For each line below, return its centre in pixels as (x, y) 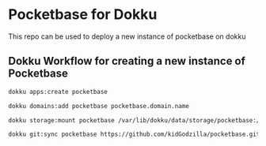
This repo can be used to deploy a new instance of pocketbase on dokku (127, 36)
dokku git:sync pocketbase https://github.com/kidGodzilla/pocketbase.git (134, 135)
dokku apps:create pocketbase (58, 92)
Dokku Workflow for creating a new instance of (127, 61)
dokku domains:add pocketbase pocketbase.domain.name (99, 106)
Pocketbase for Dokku (83, 15)
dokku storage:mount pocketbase (61, 120)
